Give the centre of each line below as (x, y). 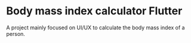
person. (16, 33)
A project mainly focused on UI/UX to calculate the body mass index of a (95, 27)
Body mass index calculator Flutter (94, 11)
